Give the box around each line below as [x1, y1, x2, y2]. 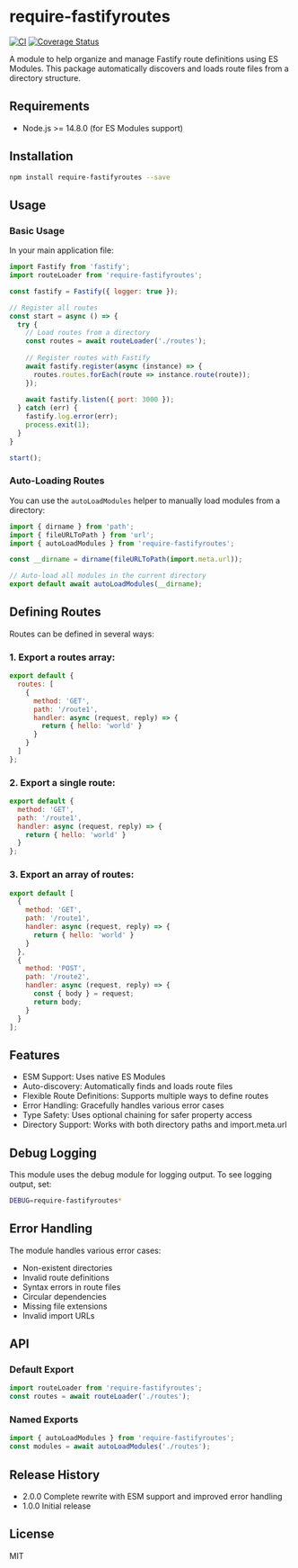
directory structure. [9, 72, 81, 83]
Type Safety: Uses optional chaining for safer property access [22, 1110, 253, 1121]
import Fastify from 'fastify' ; [9, 263, 130, 272]
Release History [9, 1467, 101, 1482]
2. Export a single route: [9, 776, 116, 789]
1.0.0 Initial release [22, 1500, 92, 1511]
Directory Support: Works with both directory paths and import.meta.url [22, 1119, 287, 1131]
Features [9, 1047, 60, 1063]
